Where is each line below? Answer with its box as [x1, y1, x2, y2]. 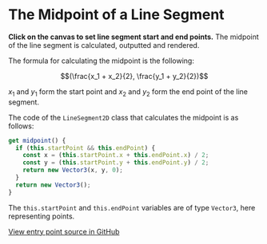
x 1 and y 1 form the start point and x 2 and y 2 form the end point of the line [8, 86, 248, 98]
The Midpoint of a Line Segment [8, 6, 225, 24]
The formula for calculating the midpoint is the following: [8, 56, 194, 65]
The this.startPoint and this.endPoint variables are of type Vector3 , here [8, 203, 256, 212]
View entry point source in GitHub [8, 226, 120, 236]
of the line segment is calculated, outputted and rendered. [8, 40, 200, 49]
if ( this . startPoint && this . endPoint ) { [15, 144, 156, 152]
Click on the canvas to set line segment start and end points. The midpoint [8, 32, 260, 41]
